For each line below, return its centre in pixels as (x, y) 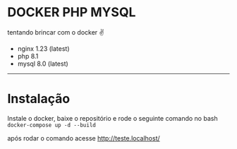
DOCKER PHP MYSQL (72, 12)
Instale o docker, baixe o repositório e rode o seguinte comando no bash (113, 118)
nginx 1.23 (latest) (43, 48)
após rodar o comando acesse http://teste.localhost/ (84, 138)
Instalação (39, 99)
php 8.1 (28, 56)
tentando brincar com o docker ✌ (56, 32)
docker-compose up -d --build (52, 125)
